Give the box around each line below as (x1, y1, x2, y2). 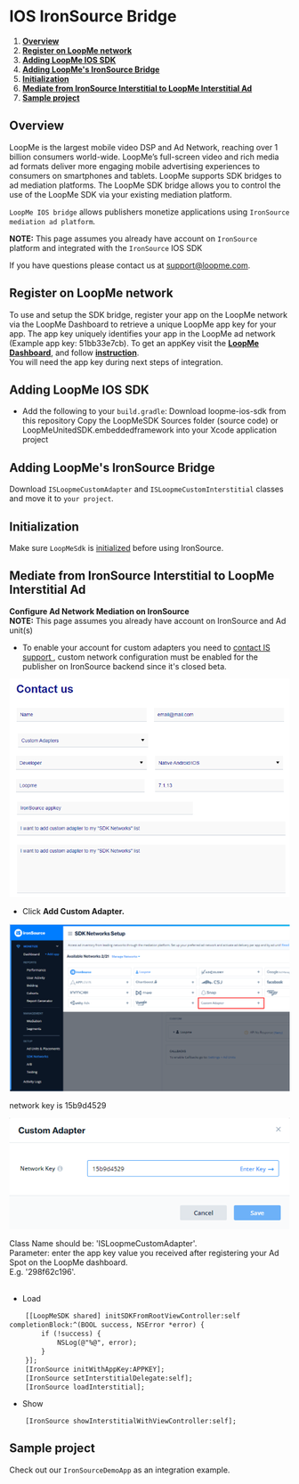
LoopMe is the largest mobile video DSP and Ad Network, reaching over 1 (9, 142, 279, 152)
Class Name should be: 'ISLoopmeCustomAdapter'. (9, 1237, 198, 1248)
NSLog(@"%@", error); (56, 1338, 138, 1347)
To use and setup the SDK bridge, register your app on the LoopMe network (9, 309, 288, 320)
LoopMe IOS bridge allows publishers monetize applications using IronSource (9, 207, 290, 217)
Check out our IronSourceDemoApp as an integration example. (9, 1464, 230, 1475)
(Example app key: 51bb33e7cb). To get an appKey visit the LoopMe (9, 337, 260, 348)
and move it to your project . (9, 493, 114, 504)
